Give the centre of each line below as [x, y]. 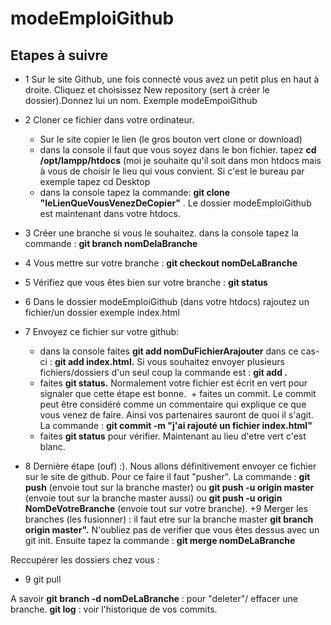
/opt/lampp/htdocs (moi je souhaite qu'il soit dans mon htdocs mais [180, 160]
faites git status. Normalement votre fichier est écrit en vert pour [173, 383]
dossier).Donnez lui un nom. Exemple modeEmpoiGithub [141, 100]
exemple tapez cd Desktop [95, 181]
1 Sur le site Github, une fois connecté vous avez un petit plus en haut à [172, 79]
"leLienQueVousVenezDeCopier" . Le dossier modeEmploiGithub [175, 203]
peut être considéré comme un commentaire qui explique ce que [173, 404]
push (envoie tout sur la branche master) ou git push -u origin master [169, 487]
